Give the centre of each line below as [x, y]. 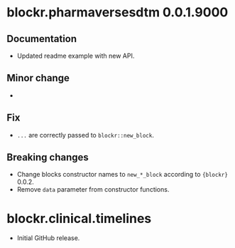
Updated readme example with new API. [76, 56]
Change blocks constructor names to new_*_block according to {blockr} [122, 175]
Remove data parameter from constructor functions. [93, 190]
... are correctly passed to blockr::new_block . [85, 135]
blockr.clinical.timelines [79, 218]
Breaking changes [48, 157]
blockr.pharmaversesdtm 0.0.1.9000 [117, 12]
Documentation [42, 39]
